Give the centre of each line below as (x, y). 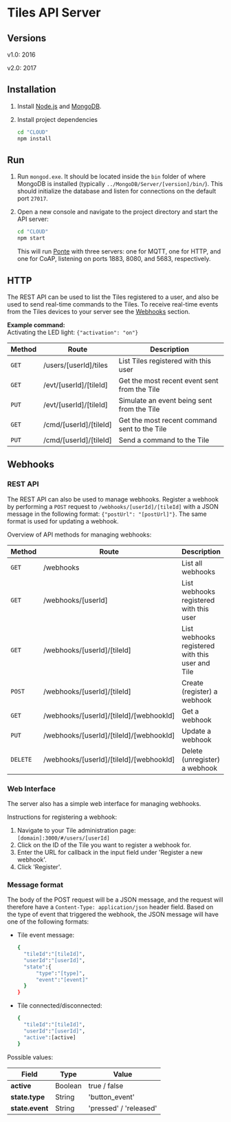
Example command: (36, 324)
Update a (197, 731)
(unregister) (201, 759)
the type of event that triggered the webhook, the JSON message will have (113, 915)
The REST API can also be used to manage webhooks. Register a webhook (113, 499)
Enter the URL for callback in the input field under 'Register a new (110, 852)
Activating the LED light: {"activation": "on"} (73, 332)
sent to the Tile (143, 428)
